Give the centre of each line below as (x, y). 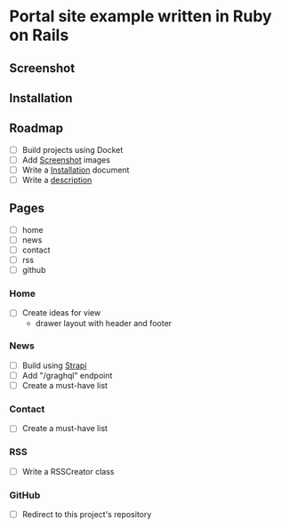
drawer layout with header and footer (103, 323)
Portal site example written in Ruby (141, 16)
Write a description (57, 180)
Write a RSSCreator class (68, 471)
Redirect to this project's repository (87, 515)
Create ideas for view (61, 313)
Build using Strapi (54, 365)
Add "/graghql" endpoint (67, 375)
